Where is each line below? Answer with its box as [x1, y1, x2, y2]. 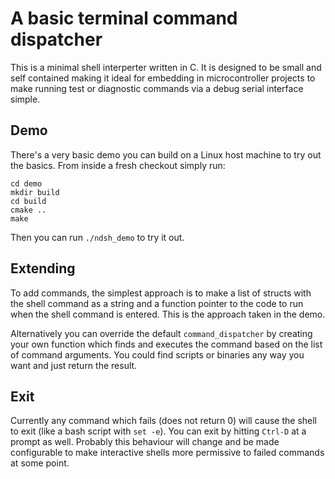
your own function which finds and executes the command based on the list [10, 338, 323, 350]
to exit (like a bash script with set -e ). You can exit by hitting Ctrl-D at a [10, 425, 307, 437]
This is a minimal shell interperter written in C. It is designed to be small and [10, 61, 322, 73]
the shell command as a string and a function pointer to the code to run [10, 297, 304, 309]
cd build [10, 196, 47, 206]
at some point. [10, 457, 70, 469]
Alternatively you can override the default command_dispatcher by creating [10, 327, 313, 339]
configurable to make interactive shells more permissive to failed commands [10, 447, 325, 459]
